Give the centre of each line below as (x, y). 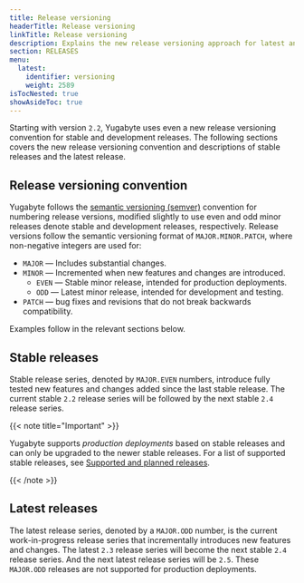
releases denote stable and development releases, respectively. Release (144, 227)
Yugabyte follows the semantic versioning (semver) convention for (133, 207)
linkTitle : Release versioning (68, 34)
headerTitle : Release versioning (72, 26)
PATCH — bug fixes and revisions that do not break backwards (137, 302)
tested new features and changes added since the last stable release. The (147, 389)
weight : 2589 (50, 85)
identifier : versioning (71, 77)
